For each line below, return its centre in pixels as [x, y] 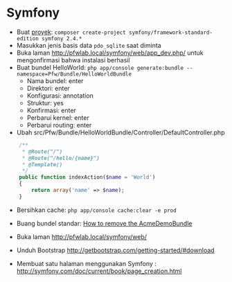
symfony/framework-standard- [170, 33]
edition [27, 38]
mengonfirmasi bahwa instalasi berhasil [73, 60]
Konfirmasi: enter [52, 110]
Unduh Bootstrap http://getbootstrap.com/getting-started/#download [116, 250]
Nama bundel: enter [55, 80]
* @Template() [42, 164]
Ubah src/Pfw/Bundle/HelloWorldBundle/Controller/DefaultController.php [121, 132]
